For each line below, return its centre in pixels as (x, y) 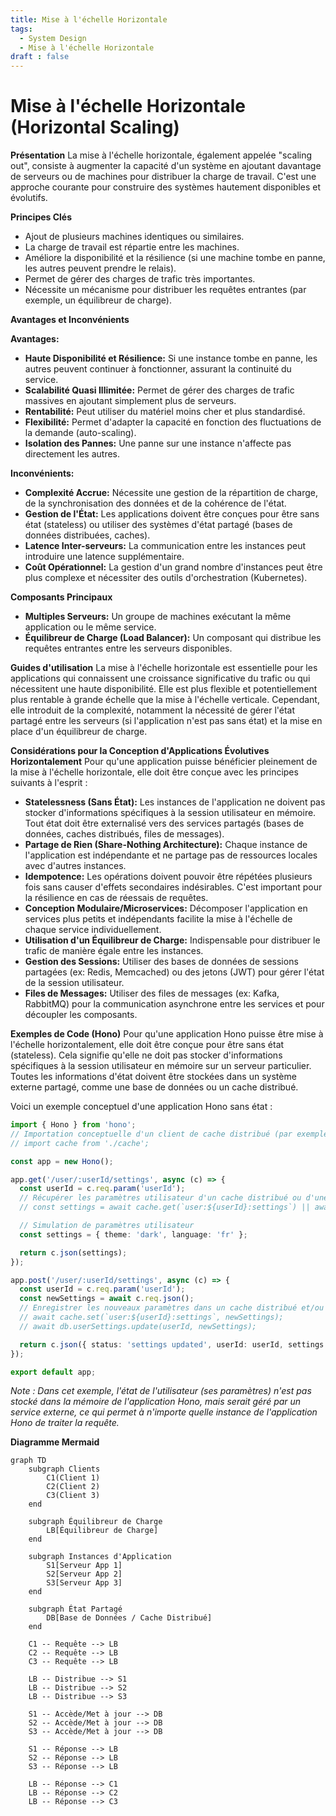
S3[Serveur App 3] (84, 1583)
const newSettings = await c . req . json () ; (107, 1299)
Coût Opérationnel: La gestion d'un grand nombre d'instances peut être (173, 567)
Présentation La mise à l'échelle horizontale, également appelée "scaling (161, 155)
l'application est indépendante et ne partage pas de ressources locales (171, 855)
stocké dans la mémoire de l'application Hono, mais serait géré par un (156, 1402)
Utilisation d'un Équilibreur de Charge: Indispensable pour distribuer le (172, 940)
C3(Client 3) (73, 1496)
